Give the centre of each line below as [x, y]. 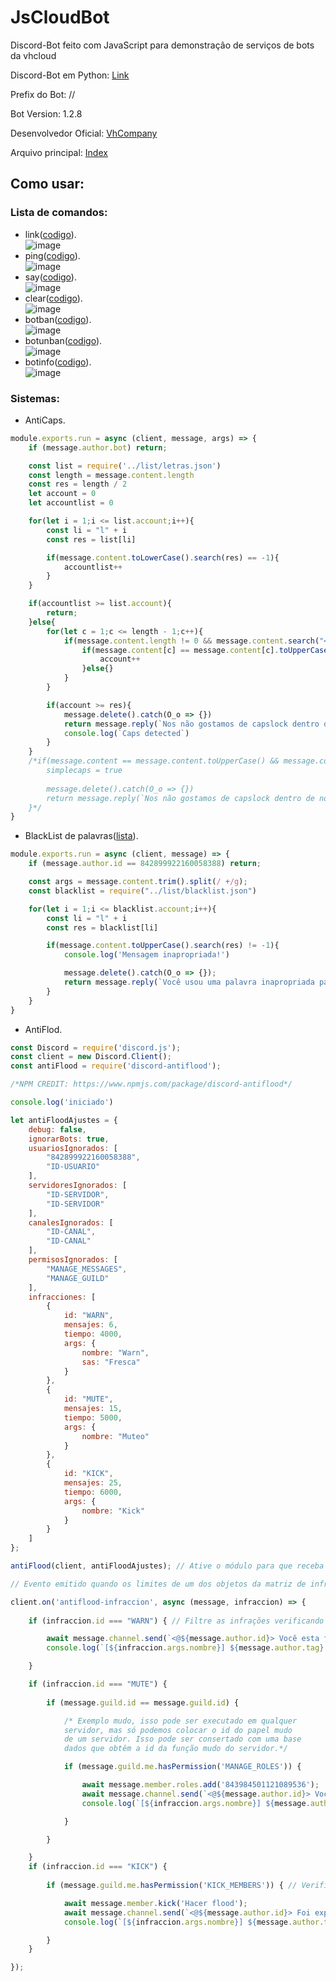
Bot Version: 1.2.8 [46, 113]
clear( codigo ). [53, 298]
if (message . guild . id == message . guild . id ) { [143, 1702]
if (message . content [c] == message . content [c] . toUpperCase [205, 650]
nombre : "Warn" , [115, 1352]
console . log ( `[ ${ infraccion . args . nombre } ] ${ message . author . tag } [185, 1648]
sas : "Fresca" [111, 1362]
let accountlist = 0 [71, 503]
